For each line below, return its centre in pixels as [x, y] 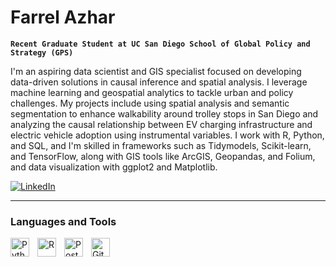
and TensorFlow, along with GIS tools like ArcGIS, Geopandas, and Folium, [163, 156]
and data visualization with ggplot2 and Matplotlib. [114, 167]
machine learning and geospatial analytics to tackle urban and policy [152, 92]
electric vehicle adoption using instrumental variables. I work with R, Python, [167, 135]
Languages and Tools [63, 221]
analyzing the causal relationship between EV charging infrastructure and [161, 124]
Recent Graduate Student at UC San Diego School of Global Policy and [160, 44]
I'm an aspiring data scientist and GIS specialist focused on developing [156, 71]
